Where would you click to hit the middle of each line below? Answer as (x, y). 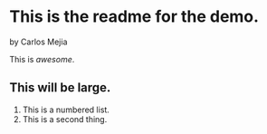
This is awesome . (42, 59)
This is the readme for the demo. (134, 17)
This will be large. (60, 88)
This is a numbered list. (66, 110)
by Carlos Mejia (38, 42)
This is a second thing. (65, 119)
